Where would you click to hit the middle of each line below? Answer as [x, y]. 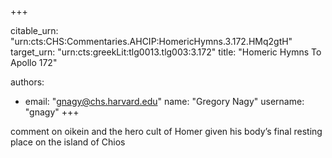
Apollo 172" [34, 62]
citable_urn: [34, 30]
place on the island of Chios [68, 142]
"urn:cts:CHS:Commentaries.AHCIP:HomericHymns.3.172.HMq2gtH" [151, 41]
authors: [27, 82]
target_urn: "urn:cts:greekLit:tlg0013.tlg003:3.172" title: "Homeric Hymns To [166, 52]
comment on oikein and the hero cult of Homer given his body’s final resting [166, 131]
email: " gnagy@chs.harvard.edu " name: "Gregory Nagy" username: [164, 101]
